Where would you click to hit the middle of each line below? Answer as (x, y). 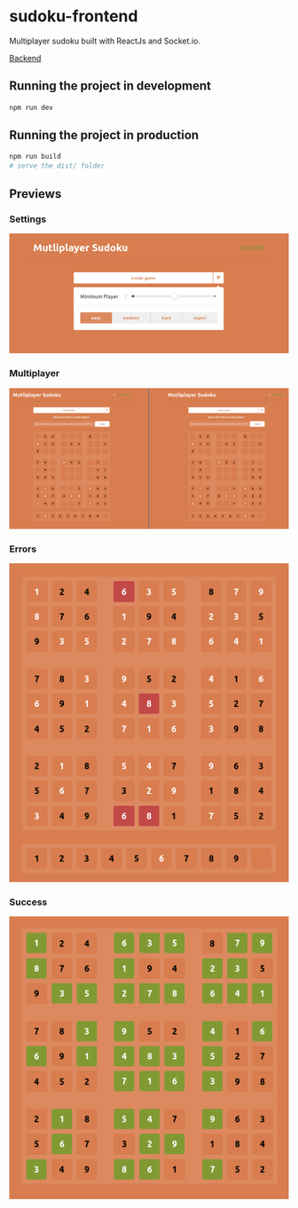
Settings (28, 219)
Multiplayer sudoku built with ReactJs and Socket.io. (105, 41)
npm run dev (31, 107)
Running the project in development (110, 86)
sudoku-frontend (74, 16)
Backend (25, 58)
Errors (23, 549)
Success (28, 902)
